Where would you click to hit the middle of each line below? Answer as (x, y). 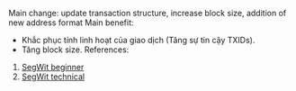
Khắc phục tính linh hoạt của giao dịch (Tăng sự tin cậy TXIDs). (138, 40)
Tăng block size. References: (75, 50)
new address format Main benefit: (71, 23)
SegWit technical (53, 77)
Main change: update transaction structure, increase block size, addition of (148, 13)
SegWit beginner (53, 67)
